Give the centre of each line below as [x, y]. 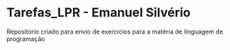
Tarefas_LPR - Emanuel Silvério [99, 13]
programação [26, 38]
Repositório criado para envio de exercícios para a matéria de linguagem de [115, 32]
